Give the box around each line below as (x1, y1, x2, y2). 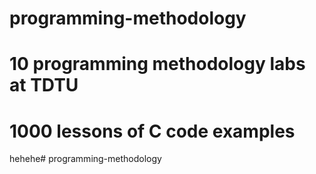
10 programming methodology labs (9, 53, 306, 76)
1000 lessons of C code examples (9, 120, 296, 142)
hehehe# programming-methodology (9, 153, 162, 165)
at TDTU (9, 74, 79, 97)
